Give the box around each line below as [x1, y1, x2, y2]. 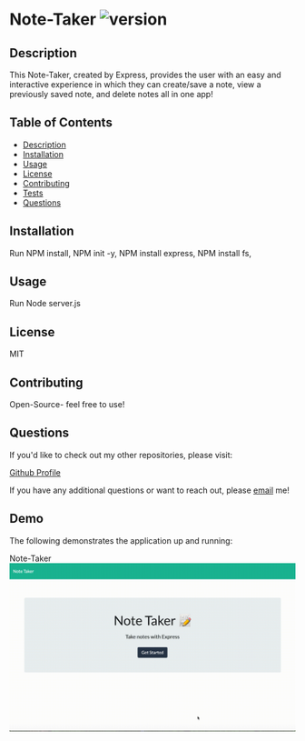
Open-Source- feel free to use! [9, 399, 125, 410]
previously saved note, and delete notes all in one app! [9, 89, 213, 99]
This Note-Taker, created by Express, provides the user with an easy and [9, 69, 281, 80]
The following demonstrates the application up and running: [9, 535, 233, 546]
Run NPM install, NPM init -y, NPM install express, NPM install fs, [9, 247, 252, 258]
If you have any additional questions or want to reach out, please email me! [9, 485, 290, 496]
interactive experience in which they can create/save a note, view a [9, 79, 261, 90]
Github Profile [9, 466, 61, 477]
